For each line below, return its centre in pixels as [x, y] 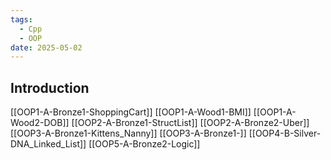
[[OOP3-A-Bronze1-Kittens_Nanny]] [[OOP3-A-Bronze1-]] [128, 133]
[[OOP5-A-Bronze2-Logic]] [144, 144]
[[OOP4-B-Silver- [285, 133]
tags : [21, 19]
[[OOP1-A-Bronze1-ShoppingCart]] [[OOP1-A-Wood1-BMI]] [131, 112]
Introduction [50, 87]
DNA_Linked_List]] [48, 144]
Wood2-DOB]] [40, 123]
